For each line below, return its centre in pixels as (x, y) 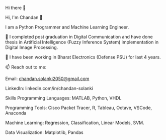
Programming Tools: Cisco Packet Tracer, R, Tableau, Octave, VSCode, (79, 108)
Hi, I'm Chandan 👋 (24, 17)
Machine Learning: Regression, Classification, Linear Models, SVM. (75, 123)
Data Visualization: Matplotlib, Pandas (45, 132)
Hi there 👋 (16, 8)
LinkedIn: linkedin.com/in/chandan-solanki (49, 88)
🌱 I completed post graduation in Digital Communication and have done (79, 37)
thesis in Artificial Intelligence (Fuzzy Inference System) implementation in (82, 42)
